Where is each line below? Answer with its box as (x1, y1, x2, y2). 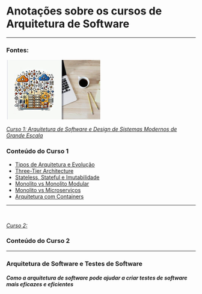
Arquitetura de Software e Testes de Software (6, 259, 143, 267)
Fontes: (6, 46, 29, 54)
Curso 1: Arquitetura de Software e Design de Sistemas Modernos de (6, 125, 177, 133)
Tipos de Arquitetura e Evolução (14, 161, 95, 168)
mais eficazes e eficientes (6, 281, 74, 288)
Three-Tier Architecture (14, 167, 74, 174)
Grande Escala (6, 132, 43, 139)
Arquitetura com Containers (14, 193, 84, 200)
